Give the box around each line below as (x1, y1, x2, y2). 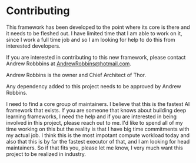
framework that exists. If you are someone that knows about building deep (6, 107, 187, 114)
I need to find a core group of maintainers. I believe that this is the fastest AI (6, 100, 190, 107)
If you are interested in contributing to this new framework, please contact (6, 54, 186, 61)
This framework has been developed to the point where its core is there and (6, 24, 190, 31)
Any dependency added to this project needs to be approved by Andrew (6, 82, 181, 89)
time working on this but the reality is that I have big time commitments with (6, 125, 190, 132)
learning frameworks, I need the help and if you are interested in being (6, 113, 177, 120)
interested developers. (6, 42, 61, 49)
